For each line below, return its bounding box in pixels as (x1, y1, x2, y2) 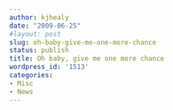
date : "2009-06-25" (9, 21, 82, 30)
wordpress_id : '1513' (9, 63, 90, 72)
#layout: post (9, 29, 62, 38)
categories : (9, 71, 53, 80)
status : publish (9, 46, 69, 55)
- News (9, 87, 34, 96)
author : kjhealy (9, 12, 69, 22)
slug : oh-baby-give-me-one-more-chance (9, 37, 157, 47)
